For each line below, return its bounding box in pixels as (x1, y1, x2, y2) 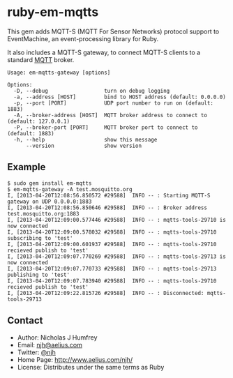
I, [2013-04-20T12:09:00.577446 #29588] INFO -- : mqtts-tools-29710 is (7, 216, 227, 223)
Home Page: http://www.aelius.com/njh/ (17, 355, 133, 363)
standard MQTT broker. (7, 55, 75, 63)
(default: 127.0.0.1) (7, 118, 70, 125)
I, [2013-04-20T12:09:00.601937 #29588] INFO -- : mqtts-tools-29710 (7, 241, 217, 248)
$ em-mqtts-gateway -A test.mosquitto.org (7, 186, 133, 192)
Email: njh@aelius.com (17, 340, 82, 349)
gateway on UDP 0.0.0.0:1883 (7, 198, 92, 205)
